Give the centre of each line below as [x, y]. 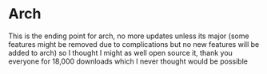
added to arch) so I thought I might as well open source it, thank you [121, 53]
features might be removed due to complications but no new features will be [134, 44]
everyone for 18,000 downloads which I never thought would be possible [128, 61]
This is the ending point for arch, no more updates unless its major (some [129, 36]
